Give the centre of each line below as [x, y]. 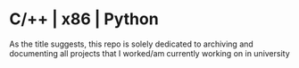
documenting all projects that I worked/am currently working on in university [149, 53]
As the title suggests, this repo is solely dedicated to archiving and [132, 44]
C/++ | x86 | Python [84, 19]
